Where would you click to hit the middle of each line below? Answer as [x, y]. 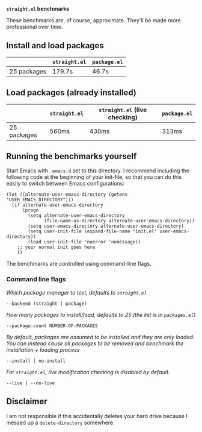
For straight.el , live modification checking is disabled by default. [88, 372]
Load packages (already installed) [71, 93]
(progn [30, 210]
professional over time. [35, 27]
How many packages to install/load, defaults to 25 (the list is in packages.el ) [101, 315]
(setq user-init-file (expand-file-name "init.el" [93, 231]
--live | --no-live [31, 383]
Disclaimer [27, 402]
